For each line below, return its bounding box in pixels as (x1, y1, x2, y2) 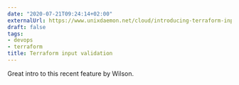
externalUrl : (7, 17, 46, 24)
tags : (7, 30, 23, 38)
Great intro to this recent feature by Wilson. (7, 69, 134, 78)
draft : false (7, 23, 46, 30)
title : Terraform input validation (7, 50, 113, 57)
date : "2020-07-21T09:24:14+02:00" (7, 10, 113, 18)
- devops (7, 37, 33, 44)
